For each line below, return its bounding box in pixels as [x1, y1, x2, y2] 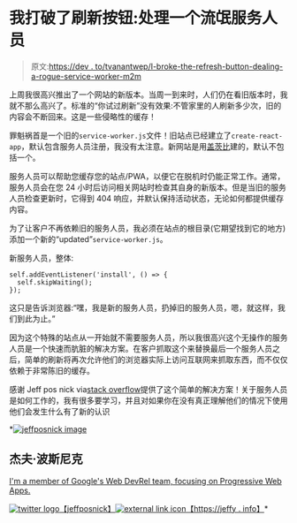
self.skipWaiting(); [17, 277, 93, 287]
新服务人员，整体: [9, 253, 74, 263]
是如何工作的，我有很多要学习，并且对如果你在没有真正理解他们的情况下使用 [9, 395, 288, 406]
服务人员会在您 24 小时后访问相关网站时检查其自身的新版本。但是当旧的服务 [9, 182, 287, 193]
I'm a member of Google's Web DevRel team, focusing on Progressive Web [9, 475, 283, 486]
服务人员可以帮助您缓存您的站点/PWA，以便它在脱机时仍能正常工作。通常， [9, 171, 286, 181]
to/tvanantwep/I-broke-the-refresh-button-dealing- [95, 61, 284, 72]
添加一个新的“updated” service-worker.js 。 [9, 233, 168, 244]
